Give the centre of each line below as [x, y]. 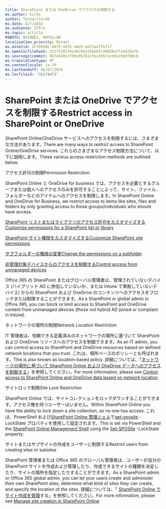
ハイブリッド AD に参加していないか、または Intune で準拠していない [83, 286]
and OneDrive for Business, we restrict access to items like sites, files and [81, 201]
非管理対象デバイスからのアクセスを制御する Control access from [71, 264]
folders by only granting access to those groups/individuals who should [78, 206]
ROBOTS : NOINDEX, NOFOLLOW [33, 38]
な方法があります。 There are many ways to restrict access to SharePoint [79, 144]
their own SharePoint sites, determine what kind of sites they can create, [79, 483]
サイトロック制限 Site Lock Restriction [44, 387]
